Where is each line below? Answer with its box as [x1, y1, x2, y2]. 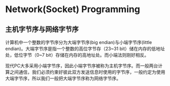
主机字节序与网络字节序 [5, 25, 79, 33]
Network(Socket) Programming [5, 4, 141, 15]
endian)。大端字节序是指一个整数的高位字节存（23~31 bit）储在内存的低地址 [5, 46, 165, 52]
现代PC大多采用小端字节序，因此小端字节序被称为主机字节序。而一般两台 [5, 63, 158, 69]
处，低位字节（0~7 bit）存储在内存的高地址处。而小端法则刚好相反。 [5, 52, 149, 58]
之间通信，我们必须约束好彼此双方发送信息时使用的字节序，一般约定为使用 [9, 69, 165, 75]
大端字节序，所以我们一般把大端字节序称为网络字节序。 [5, 75, 121, 81]
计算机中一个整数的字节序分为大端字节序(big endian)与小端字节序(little [5, 39, 152, 45]
